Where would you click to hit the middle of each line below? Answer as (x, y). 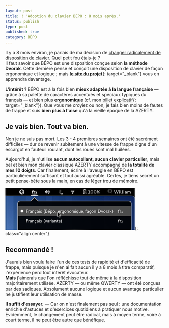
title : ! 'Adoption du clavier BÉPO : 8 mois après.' (63, 16)
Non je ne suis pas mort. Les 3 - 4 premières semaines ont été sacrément (81, 139)
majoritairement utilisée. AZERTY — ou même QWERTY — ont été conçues (83, 283)
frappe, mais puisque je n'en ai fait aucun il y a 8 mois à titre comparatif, (80, 267)
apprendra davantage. (28, 79)
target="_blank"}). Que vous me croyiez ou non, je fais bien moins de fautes (84, 105)
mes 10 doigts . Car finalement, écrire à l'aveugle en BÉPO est (69, 170)
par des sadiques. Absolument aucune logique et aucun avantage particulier (84, 289)
